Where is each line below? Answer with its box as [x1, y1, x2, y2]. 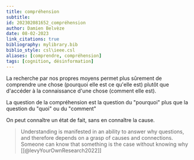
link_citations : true [6, 36, 60, 42]
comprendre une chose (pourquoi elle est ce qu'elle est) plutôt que [6, 81, 170, 88]
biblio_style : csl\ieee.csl [6, 47, 76, 53]
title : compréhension [6, 8, 60, 15]
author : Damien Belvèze [6, 25, 65, 31]
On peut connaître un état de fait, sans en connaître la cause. [6, 116, 155, 123]
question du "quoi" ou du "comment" [6, 105, 96, 112]
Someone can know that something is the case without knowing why [20, 140, 188, 148]
